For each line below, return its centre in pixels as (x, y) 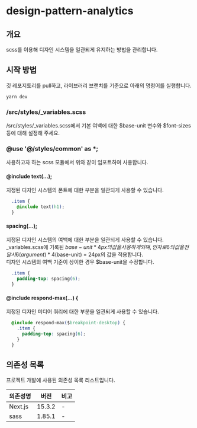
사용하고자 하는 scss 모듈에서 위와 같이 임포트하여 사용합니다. (77, 162)
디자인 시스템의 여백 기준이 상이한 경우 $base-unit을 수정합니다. (80, 262)
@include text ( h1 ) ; (41, 207)
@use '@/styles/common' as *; (52, 148)
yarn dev (17, 97)
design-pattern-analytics (70, 11)
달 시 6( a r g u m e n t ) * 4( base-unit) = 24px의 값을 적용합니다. (75, 255)
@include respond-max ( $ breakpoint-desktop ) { (69, 323)
